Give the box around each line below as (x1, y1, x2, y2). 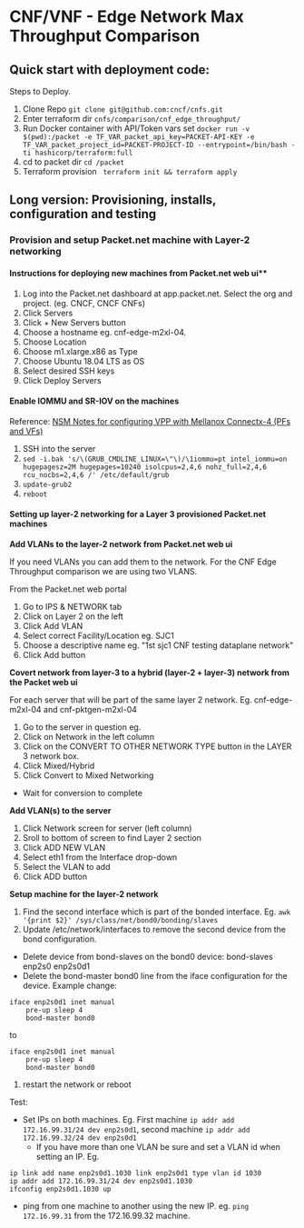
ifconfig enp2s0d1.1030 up (9, 1184, 112, 1193)
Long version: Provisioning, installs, (9, 193, 216, 208)
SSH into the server (22, 443, 96, 454)
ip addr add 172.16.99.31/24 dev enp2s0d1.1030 (9, 1176, 193, 1185)
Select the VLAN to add (22, 861, 111, 872)
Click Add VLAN (22, 620, 83, 631)
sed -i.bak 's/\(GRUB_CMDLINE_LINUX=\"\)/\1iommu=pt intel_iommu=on (22, 454, 288, 464)
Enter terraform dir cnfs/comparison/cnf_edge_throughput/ (22, 114, 241, 124)
